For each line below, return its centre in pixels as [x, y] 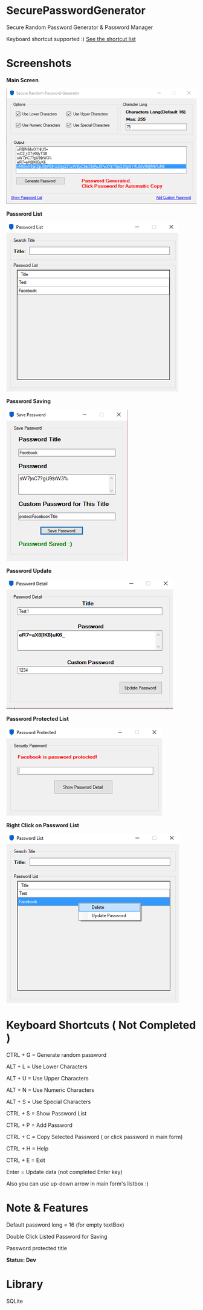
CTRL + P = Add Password [39, 1125]
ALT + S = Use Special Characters [49, 1102]
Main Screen [23, 80]
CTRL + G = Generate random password [56, 1055]
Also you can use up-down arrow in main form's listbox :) [78, 1184]
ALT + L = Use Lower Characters [47, 1066]
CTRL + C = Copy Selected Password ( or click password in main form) [95, 1137]
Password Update [29, 571]
